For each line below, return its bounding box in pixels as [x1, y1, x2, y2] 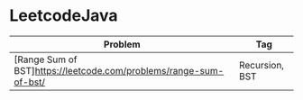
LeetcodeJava [9, 5, 119, 26]
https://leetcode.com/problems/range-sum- [34, 64, 225, 77]
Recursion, [238, 59, 285, 71]
